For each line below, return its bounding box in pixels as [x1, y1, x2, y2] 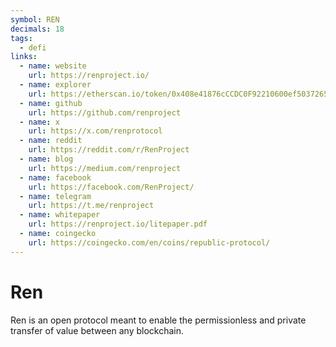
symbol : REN [10, 14, 60, 25]
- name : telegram [19, 191, 92, 201]
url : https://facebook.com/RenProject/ [28, 182, 195, 192]
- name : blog [19, 154, 74, 164]
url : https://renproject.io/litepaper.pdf [28, 219, 208, 230]
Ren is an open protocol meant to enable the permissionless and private [10, 314, 307, 326]
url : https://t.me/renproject [28, 201, 155, 211]
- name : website [19, 61, 87, 71]
